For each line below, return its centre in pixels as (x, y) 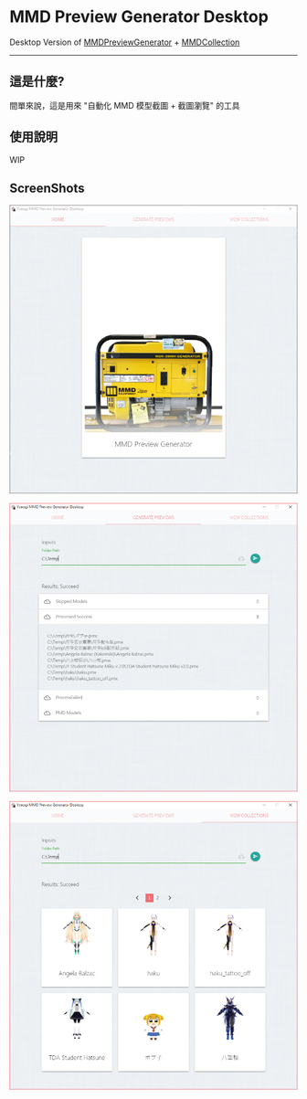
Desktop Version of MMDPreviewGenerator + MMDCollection (125, 42)
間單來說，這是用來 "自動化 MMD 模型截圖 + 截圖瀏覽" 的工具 (125, 105)
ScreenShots (47, 188)
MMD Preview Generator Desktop (139, 17)
